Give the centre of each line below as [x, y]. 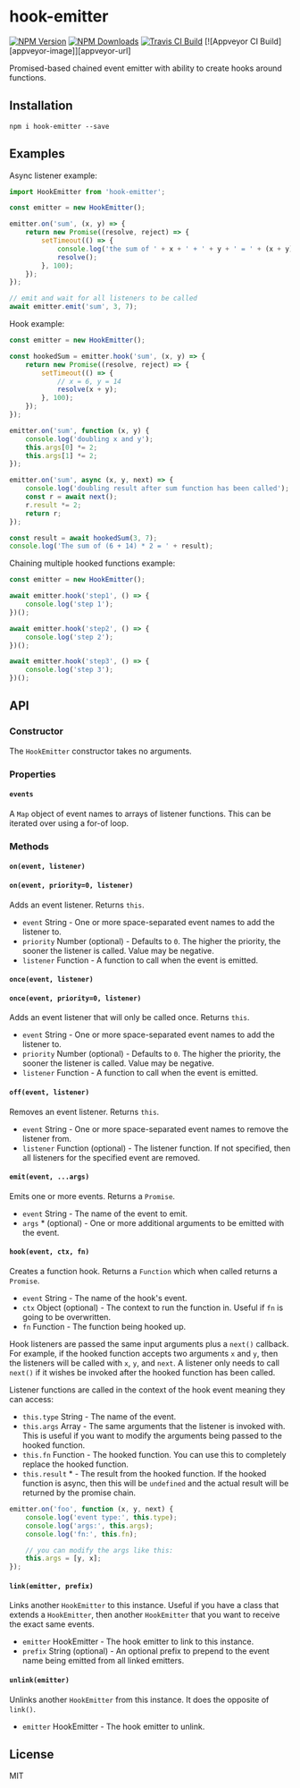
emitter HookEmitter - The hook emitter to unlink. [113, 1726]
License [32, 1754]
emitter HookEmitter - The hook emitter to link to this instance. [138, 1642]
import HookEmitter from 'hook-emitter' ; [87, 192]
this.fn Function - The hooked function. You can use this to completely [154, 1455]
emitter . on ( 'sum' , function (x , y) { [79, 430]
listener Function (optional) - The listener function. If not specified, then [156, 1148]
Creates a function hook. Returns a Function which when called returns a [144, 1271]
